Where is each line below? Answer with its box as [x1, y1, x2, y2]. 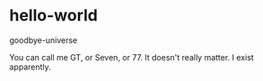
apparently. [9, 61, 51, 72]
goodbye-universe [9, 35, 78, 45]
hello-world [9, 5, 99, 26]
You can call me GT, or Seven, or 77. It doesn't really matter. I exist [9, 52, 254, 62]
